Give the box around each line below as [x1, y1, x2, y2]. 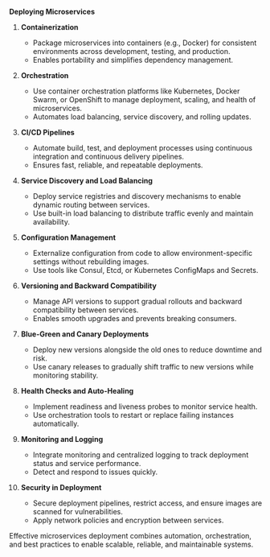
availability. [32, 217, 71, 226]
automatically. [32, 419, 80, 428]
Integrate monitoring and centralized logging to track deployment [32, 450, 249, 460]
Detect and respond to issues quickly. [32, 467, 158, 477]
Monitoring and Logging [20, 435, 104, 444]
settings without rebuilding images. [32, 257, 149, 266]
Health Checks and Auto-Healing [20, 386, 134, 395]
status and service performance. [32, 459, 141, 468]
